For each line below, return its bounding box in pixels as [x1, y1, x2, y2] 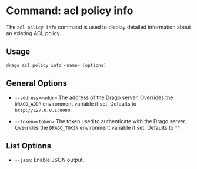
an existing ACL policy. [6, 29, 62, 36]
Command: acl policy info [6, 4, 133, 18]
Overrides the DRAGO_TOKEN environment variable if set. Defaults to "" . [14, 124, 182, 131]
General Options [6, 78, 68, 89]
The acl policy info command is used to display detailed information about [6, 23, 191, 31]
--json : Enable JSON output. [14, 157, 85, 164]
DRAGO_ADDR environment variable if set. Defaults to [14, 100, 137, 107]
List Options [6, 141, 52, 151]
